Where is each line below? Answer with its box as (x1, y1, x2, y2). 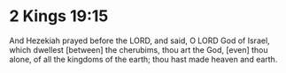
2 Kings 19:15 (9, 6, 109, 26)
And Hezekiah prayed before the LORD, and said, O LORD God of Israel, (9, 35, 270, 46)
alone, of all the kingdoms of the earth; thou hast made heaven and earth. (9, 54, 278, 64)
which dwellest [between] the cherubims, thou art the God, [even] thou (9, 44, 268, 55)
